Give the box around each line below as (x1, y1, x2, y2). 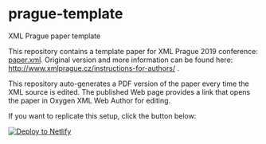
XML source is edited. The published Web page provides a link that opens (8, 87, 251, 96)
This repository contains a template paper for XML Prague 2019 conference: (8, 46, 259, 56)
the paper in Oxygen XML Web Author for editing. (8, 95, 171, 105)
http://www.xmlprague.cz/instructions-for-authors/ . (8, 63, 180, 72)
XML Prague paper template (8, 31, 101, 41)
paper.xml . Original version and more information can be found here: (8, 55, 233, 64)
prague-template (8, 5, 123, 23)
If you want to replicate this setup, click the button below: (8, 111, 197, 120)
